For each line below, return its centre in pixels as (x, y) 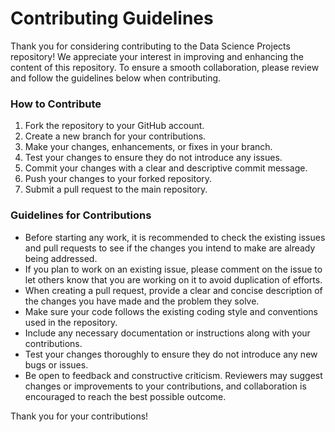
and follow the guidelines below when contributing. (116, 78)
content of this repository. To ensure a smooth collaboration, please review (165, 67)
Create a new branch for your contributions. (115, 136)
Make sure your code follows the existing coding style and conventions (171, 311)
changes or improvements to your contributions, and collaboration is (165, 386)
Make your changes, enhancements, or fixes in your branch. (148, 147)
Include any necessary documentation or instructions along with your (167, 333)
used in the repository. (71, 322)
